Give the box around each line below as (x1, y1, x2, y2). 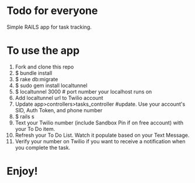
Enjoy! (6, 165, 39, 178)
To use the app (6, 44, 80, 57)
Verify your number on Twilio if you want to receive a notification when (15, 137, 186, 144)
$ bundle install (15, 69, 53, 77)
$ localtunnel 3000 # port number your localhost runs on (15, 88, 152, 95)
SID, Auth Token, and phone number (15, 106, 103, 113)
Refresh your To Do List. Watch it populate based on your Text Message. (15, 132, 190, 139)
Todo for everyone (6, 4, 98, 18)
